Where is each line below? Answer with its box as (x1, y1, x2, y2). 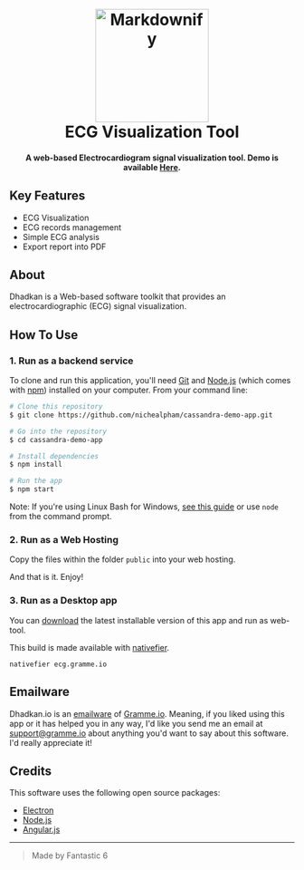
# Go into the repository (9, 427, 107, 436)
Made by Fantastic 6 (31, 850, 109, 861)
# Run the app (9, 477, 63, 486)
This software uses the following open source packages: (9, 788, 221, 798)
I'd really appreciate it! (9, 737, 93, 748)
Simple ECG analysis (22, 231, 100, 242)
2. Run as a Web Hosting (9, 534, 119, 546)
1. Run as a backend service (9, 354, 134, 367)
